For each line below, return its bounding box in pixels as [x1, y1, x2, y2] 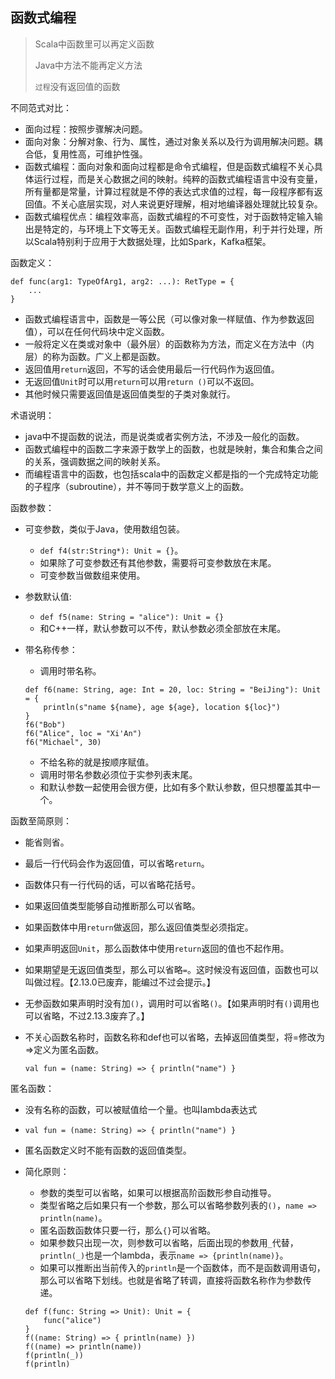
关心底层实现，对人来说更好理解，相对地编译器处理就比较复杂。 [59, 198, 323, 210]
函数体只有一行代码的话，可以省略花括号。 [24, 878, 201, 890]
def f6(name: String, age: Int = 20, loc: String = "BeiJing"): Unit [24, 684, 322, 695]
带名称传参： [24, 643, 78, 655]
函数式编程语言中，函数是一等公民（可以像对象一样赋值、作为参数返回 [24, 313, 315, 325]
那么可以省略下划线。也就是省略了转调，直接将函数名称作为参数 [39, 1274, 303, 1286]
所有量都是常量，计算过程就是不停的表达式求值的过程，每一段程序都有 [24, 185, 315, 197]
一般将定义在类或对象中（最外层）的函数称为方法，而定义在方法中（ [24, 338, 306, 350]
